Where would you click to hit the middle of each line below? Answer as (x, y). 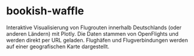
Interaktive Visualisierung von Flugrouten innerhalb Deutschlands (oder (94, 27)
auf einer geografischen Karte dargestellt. (58, 46)
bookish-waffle (45, 11)
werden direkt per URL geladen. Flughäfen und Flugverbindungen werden (97, 40)
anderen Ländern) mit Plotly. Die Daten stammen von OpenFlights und (92, 33)
